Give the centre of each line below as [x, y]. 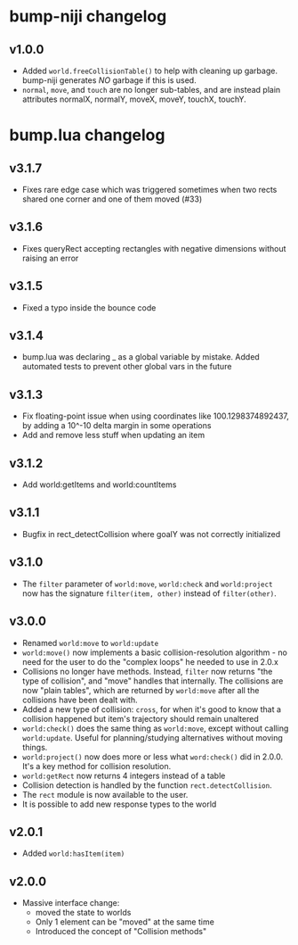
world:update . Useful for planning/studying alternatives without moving [152, 737]
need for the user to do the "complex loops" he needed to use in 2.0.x [150, 661]
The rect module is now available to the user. [105, 794]
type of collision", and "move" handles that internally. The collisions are [153, 681]
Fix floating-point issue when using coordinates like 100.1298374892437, [155, 416]
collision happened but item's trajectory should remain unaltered [141, 718]
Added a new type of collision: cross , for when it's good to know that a [152, 709]
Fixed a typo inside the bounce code [89, 307]
